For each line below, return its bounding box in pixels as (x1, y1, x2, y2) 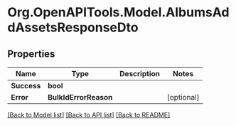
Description (119, 69, 160, 78)
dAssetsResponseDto (7, 19, 139, 36)
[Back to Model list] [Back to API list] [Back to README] (7, 111, 171, 119)
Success (11, 81, 41, 90)
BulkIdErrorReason (47, 93, 113, 102)
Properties (7, 48, 55, 60)
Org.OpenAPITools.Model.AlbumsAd (7, 4, 230, 21)
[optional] (166, 93, 200, 102)
